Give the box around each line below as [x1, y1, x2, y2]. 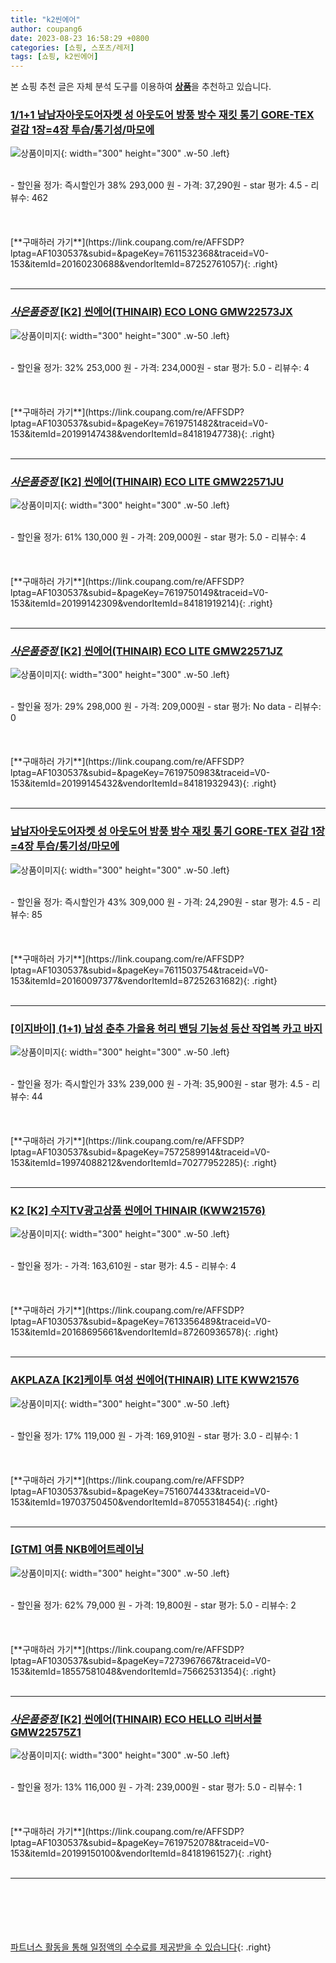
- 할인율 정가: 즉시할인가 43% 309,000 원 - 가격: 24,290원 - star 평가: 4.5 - [10, 896, 311, 908]
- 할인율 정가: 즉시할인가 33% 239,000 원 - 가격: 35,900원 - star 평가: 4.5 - [10, 1077, 310, 1090]
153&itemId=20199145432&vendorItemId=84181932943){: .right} [10, 777, 277, 790]
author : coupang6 [10, 24, 83, 34]
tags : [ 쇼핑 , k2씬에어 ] [10, 52, 99, 62]
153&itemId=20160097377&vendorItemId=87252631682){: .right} [10, 974, 278, 986]
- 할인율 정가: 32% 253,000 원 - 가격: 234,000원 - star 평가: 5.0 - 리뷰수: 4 [10, 361, 310, 373]
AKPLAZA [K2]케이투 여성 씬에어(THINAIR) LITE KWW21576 [10, 1373, 300, 1387]
